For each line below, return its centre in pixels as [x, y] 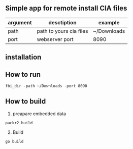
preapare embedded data [39, 114]
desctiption [62, 22]
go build [14, 141]
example [109, 22]
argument [20, 22]
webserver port [55, 39]
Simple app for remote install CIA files [66, 8]
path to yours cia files [62, 31]
